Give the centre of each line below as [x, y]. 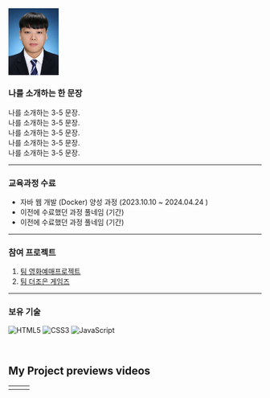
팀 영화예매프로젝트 [50, 272]
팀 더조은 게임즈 [45, 281]
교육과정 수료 [32, 183]
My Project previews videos [80, 370]
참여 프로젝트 [32, 252]
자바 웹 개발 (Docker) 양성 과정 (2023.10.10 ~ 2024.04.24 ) [114, 202]
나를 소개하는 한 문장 [45, 93]
